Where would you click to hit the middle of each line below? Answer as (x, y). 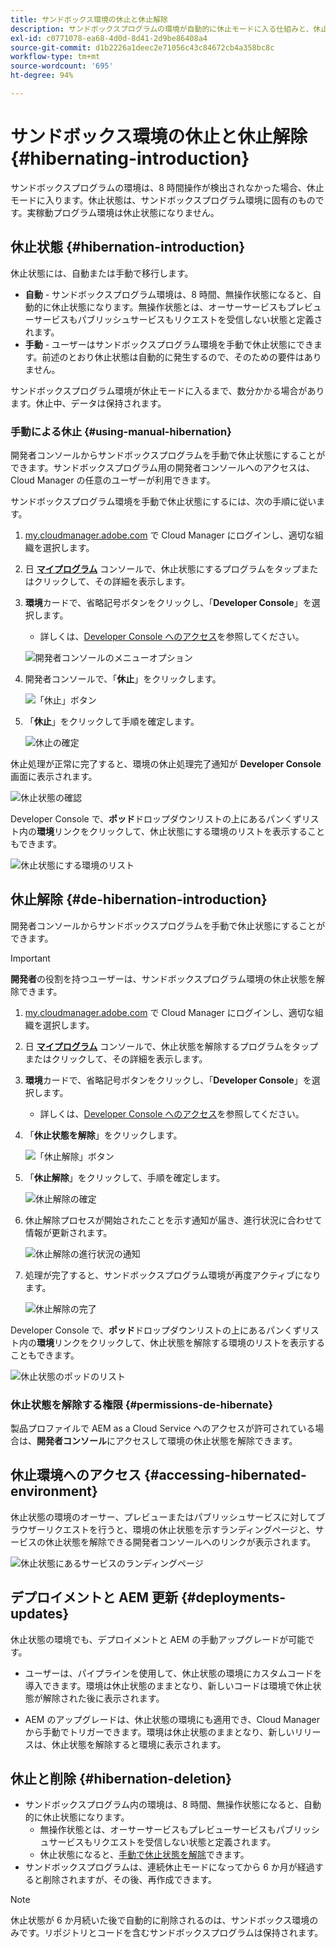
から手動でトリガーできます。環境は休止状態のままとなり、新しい (159, 1732)
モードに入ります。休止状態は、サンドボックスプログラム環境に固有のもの (163, 200)
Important (30, 958)
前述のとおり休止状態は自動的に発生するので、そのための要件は (173, 357)
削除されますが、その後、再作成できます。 (130, 1880)
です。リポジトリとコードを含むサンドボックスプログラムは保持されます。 (171, 1933)
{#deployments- (233, 1597)
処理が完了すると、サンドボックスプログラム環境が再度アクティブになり (173, 1275)
